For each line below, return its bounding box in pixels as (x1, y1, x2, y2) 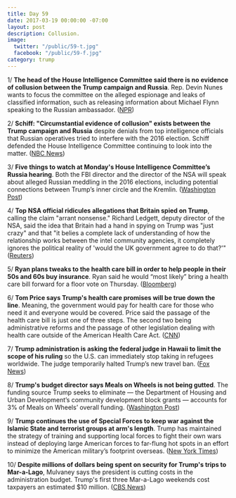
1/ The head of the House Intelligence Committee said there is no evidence (7, 75, 228, 84)
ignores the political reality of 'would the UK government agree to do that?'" (7, 244, 227, 252)
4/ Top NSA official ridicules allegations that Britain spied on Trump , (7, 206, 210, 215)
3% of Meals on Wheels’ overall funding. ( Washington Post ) (7, 403, 181, 411)
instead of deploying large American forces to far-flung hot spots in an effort (7, 439, 229, 447)
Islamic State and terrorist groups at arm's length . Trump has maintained (7, 424, 222, 432)
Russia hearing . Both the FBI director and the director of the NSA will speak (7, 170, 227, 178)
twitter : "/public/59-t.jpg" (13, 43, 99, 50)
